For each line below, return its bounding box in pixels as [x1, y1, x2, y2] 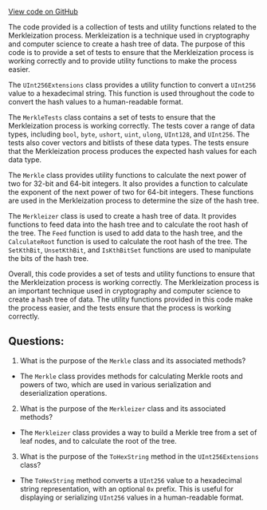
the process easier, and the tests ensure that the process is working [8, 303, 231, 312]
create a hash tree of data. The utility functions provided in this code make [8, 295, 253, 304]
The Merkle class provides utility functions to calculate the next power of [8, 171, 247, 180]
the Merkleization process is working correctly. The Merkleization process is [8, 278, 260, 287]
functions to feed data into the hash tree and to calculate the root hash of [8, 219, 249, 229]
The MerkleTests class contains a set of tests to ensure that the [8, 113, 216, 122]
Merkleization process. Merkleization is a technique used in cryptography [8, 31, 250, 40]
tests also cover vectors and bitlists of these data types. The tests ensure [8, 138, 249, 147]
